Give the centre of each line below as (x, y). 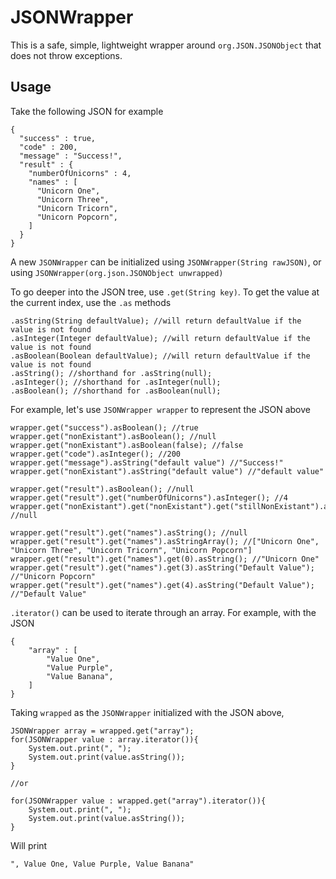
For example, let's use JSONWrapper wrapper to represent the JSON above (160, 409)
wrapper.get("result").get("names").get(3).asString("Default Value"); (162, 567)
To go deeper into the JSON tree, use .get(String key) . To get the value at (165, 292)
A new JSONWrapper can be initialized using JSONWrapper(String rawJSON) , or (166, 262)
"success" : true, (58, 138)
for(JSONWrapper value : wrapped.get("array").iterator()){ (138, 801)
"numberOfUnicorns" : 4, (80, 173)
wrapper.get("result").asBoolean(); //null (102, 489)
